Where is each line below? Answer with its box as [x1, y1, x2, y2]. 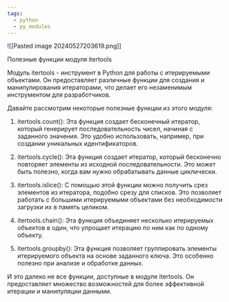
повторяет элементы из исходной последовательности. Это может [17, 160, 216, 169]
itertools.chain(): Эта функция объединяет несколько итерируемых [17, 216, 214, 225]
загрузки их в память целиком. [17, 203, 109, 211]
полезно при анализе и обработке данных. [17, 259, 143, 267]
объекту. [17, 231, 43, 239]
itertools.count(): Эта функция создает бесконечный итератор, [17, 117, 201, 126]
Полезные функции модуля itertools [7, 55, 112, 64]
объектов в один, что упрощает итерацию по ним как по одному [17, 224, 209, 232]
